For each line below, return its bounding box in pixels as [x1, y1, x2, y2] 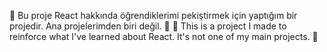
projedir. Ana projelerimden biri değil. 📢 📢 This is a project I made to [9, 20, 287, 32]
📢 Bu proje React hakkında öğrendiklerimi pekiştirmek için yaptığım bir [9, 10, 298, 21]
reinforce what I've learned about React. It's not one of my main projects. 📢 [9, 31, 319, 42]
